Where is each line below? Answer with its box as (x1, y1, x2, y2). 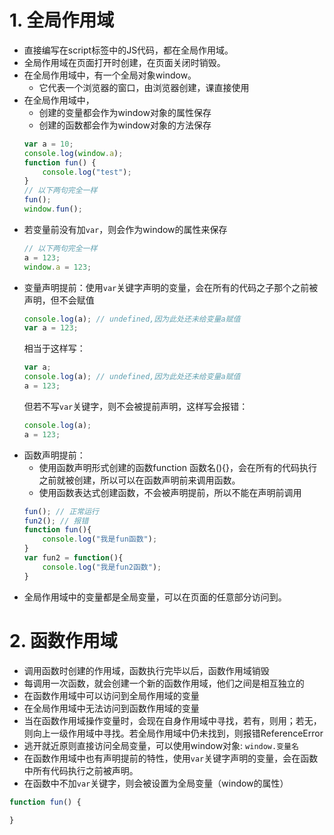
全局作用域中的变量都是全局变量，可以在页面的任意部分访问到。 (23, 591, 287, 603)
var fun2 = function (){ (23, 553, 124, 563)
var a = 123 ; (23, 323, 79, 333)
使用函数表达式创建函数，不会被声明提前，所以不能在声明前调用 (38, 486, 302, 498)
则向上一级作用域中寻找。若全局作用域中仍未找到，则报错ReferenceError (23, 727, 324, 739)
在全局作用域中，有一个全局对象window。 (23, 69, 197, 81)
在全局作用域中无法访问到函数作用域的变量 (23, 702, 200, 714)
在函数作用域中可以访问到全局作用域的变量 (23, 689, 200, 701)
